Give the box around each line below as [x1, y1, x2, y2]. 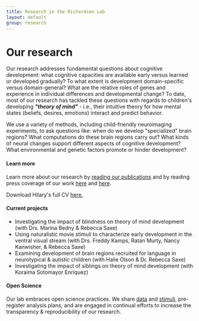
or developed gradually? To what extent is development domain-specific [6, 78, 184, 85]
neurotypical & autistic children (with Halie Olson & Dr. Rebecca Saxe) [14, 255, 186, 263]
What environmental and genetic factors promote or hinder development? [6, 147, 186, 154]
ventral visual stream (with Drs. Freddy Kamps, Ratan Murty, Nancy [14, 236, 180, 244]
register [6, 301, 26, 308]
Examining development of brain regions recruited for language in [14, 250, 176, 257]
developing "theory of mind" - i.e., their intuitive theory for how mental [6, 103, 181, 110]
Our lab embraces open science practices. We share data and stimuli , [6, 295, 177, 303]
